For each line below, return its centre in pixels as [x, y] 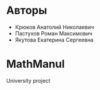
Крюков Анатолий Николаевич [55, 27]
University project [28, 80]
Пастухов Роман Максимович [53, 33]
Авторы [27, 10]
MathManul [36, 64]
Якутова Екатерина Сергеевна [54, 40]
